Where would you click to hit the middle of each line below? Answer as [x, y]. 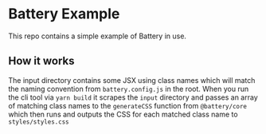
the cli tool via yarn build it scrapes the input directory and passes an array [133, 97]
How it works [41, 61]
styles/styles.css [39, 122]
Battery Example [64, 14]
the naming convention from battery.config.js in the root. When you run [129, 89]
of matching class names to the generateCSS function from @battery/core [128, 105]
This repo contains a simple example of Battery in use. [98, 36]
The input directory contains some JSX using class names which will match [132, 80]
